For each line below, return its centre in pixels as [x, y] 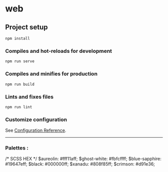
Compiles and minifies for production [51, 74]
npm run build [20, 84]
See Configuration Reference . [36, 131]
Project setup [27, 27]
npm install [17, 38]
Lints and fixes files [29, 97]
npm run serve [20, 61]
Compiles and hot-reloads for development [59, 51]
